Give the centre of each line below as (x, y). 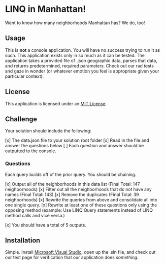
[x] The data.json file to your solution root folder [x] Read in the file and (77, 140)
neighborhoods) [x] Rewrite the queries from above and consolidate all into (81, 199)
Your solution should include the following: (48, 131)
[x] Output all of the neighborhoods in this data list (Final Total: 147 (73, 184)
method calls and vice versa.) (35, 215)
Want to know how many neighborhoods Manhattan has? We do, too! (75, 23)
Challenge (21, 119)
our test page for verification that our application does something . (72, 258)
